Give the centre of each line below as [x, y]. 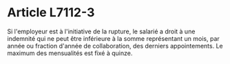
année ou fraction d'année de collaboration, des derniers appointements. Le [115, 46]
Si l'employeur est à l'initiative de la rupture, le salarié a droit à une [101, 31]
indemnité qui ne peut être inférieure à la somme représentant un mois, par [114, 38]
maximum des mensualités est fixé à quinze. [70, 53]
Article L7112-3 [51, 13]
